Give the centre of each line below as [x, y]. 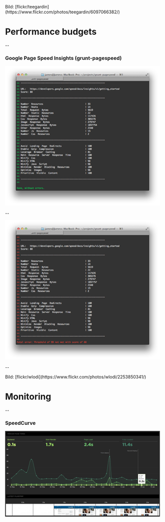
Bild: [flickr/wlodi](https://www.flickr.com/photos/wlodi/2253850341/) [76, 377]
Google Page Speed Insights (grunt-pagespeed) [63, 58]
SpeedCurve [20, 423]
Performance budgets [51, 32]
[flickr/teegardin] [32, 7]
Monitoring [28, 397]
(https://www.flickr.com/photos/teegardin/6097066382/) [63, 12]
